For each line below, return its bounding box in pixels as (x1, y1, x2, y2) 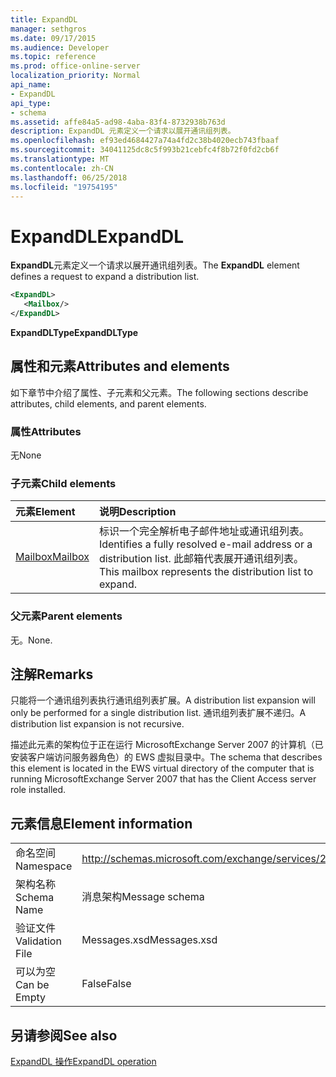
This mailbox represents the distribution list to (98, 565, 313, 579)
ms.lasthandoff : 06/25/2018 (10, 172, 128, 183)
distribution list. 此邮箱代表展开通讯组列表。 (98, 552, 305, 566)
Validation (15, 934, 62, 948)
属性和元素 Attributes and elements (10, 358, 230, 375)
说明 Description (98, 505, 177, 519)
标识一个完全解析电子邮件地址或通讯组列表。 (98, 524, 310, 538)
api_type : (10, 98, 52, 108)
